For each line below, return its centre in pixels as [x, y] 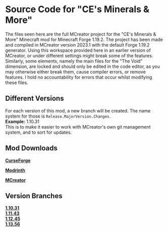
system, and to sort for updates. [39, 132]
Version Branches [34, 196]
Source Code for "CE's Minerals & [77, 9]
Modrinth [15, 170]
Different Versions [35, 99]
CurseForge [18, 160]
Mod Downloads [32, 148]
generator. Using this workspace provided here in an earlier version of [78, 50]
